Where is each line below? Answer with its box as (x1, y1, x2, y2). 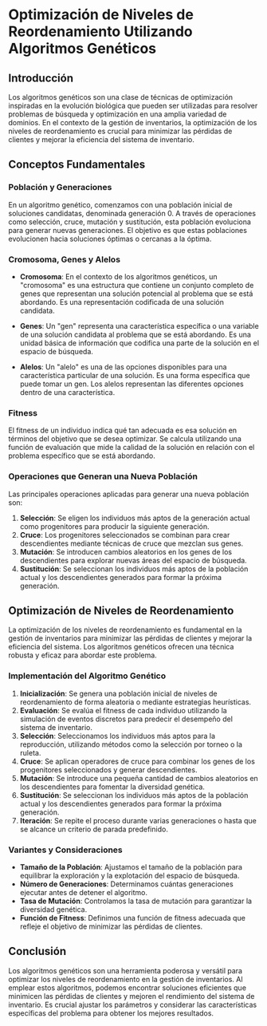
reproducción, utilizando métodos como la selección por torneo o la (19, 740, 243, 749)
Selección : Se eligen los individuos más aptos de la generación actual (19, 513, 250, 523)
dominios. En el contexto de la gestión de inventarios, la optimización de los (8, 118, 257, 127)
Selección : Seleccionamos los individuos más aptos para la (19, 731, 216, 740)
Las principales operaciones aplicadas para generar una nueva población (8, 489, 249, 499)
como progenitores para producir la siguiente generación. (19, 521, 210, 531)
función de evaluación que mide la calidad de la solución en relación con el (8, 443, 255, 452)
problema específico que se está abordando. (8, 451, 155, 460)
